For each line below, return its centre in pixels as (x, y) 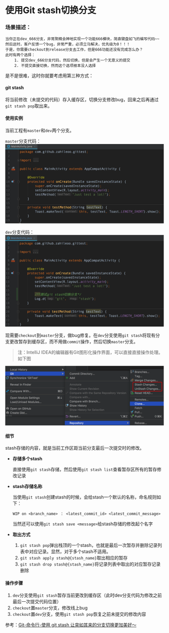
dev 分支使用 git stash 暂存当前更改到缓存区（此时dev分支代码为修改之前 (87, 595)
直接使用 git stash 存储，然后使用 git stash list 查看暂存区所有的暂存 (85, 469)
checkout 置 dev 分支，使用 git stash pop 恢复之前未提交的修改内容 (79, 614)
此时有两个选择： (20, 55)
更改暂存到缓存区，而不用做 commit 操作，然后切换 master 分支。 (74, 342)
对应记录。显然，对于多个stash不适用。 (70, 551)
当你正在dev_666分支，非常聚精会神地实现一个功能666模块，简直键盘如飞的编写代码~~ (82, 39)
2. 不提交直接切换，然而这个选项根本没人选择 (55, 66)
